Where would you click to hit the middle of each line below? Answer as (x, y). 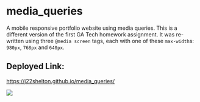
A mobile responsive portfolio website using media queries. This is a (92, 28)
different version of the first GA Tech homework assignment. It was (91, 34)
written (15, 41)
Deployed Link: (35, 66)
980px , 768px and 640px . (36, 47)
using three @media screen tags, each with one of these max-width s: (109, 41)
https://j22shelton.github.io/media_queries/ (61, 81)
